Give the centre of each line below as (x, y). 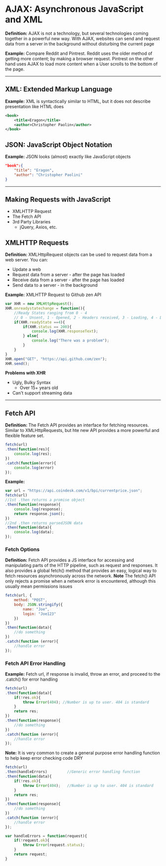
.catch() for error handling (32, 679)
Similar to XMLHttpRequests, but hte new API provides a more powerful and (82, 431)
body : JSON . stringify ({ (39, 605)
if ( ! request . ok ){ (32, 841)
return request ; (31, 854)
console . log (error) (34, 468)
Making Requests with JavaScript (58, 199)
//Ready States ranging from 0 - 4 (51, 313)
